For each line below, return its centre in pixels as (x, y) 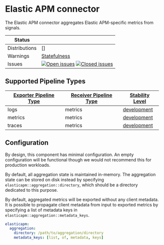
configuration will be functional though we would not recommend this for (78, 159)
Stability (140, 95)
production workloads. (28, 165)
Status (22, 40)
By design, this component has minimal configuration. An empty (70, 155)
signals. (13, 27)
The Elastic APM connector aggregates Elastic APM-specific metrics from (79, 22)
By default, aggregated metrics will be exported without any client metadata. (82, 200)
